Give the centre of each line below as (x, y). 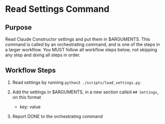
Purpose (19, 27)
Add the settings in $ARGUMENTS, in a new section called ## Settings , (85, 92)
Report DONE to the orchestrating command (57, 116)
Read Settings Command (57, 9)
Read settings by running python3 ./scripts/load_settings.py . (77, 82)
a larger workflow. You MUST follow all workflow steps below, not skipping (81, 50)
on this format (27, 97)
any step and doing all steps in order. (43, 55)
